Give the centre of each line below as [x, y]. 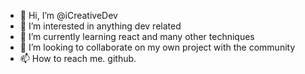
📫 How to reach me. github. [78, 58]
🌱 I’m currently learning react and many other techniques [137, 36]
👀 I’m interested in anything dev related [100, 26]
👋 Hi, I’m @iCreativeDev [68, 15]
